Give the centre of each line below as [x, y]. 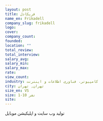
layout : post [18, 9]
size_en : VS [17, 91]
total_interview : [22, 54]
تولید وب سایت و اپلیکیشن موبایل [35, 113]
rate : [10, 73]
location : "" [18, 45]
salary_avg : [17, 59]
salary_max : [17, 68]
